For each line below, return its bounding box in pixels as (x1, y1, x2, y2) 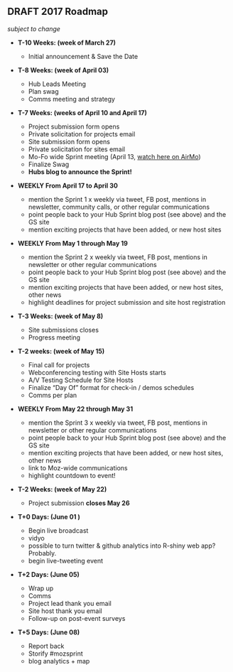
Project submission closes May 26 (28, 499, 130, 507)
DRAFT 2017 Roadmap (7, 6, 109, 18)
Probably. (28, 548, 57, 557)
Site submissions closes (28, 325, 99, 334)
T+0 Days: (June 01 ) (17, 512, 80, 521)
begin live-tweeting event (28, 556, 104, 565)
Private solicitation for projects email (28, 129, 136, 138)
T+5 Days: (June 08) (17, 628, 80, 636)
